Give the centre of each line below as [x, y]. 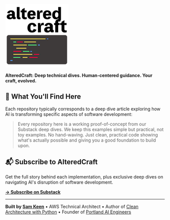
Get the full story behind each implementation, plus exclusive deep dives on [84, 177]
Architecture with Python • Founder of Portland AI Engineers [68, 212]
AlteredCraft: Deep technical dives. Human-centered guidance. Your [79, 75]
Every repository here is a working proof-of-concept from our [82, 124]
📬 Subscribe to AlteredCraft [51, 162]
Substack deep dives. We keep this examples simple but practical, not [91, 129]
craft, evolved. [21, 81]
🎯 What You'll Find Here [43, 97]
